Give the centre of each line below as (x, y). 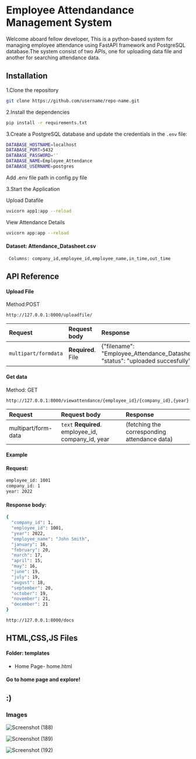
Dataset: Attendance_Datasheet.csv (51, 246)
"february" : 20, (31, 550)
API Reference (33, 277)
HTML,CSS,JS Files (42, 638)
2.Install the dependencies (38, 112)
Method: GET (22, 389)
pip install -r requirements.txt (47, 123)
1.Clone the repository (32, 90)
